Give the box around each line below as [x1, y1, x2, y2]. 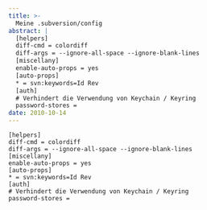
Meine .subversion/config [15, 19, 103, 27]
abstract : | [8, 27, 48, 35]
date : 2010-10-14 [8, 109, 67, 117]
